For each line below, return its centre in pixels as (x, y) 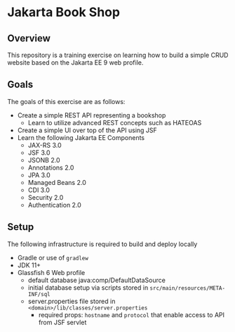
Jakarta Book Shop (64, 12)
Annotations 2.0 (51, 167)
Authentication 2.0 (55, 205)
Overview (29, 38)
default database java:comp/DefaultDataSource (97, 280)
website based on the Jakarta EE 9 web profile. (75, 63)
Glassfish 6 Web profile (51, 272)
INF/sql (39, 294)
